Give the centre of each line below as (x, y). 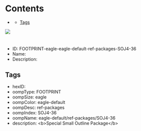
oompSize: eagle (29, 97)
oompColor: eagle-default (39, 102)
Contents (25, 9)
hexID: (19, 86)
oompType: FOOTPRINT (37, 92)
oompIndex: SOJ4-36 (34, 113)
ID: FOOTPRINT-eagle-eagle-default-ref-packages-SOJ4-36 (74, 49)
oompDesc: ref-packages (38, 107)
